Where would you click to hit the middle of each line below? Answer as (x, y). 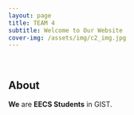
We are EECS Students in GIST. (60, 105)
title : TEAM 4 (32, 23)
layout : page (30, 15)
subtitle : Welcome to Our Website (66, 30)
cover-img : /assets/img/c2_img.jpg (67, 38)
